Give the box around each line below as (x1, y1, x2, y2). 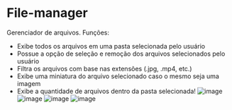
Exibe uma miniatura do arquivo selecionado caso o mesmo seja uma (16, 72, 219, 80)
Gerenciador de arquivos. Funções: (6, 28, 109, 37)
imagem (16, 79, 41, 87)
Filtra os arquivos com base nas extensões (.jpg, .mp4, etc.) (16, 64, 192, 73)
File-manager (6, 5, 88, 21)
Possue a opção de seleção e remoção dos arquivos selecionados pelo (16, 49, 226, 58)
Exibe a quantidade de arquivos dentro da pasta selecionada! (16, 87, 197, 95)
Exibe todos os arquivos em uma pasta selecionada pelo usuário (16, 42, 206, 50)
